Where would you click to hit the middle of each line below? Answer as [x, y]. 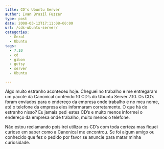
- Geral [17, 37]
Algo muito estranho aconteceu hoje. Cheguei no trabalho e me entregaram [81, 91]
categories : [17, 32]
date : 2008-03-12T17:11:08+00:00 [39, 23]
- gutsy [17, 64]
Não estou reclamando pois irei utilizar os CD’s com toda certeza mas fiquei [82, 127]
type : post [16, 19]
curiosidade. [18, 142]
